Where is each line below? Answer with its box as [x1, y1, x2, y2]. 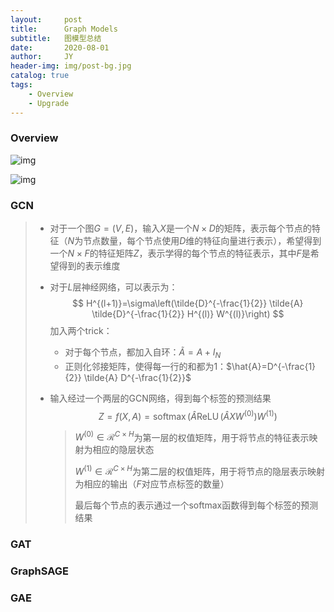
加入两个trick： [49, 325, 113, 337]
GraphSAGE [10, 564, 69, 578]
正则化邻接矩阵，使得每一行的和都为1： [64, 360, 227, 372]
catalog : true [10, 71, 70, 81]
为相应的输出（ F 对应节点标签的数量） [74, 477, 230, 490]
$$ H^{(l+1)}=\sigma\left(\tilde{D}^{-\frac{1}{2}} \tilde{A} [72, 297, 304, 310]
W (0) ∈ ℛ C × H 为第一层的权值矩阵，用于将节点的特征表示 [74, 429, 310, 443]
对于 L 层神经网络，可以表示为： [49, 281, 178, 293]
